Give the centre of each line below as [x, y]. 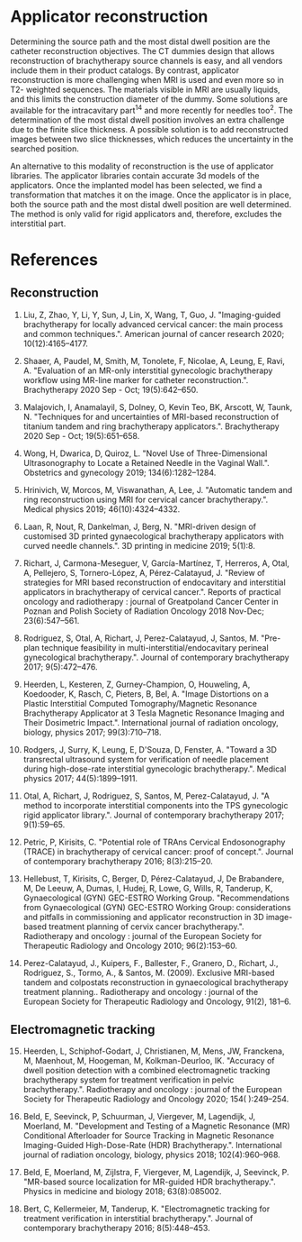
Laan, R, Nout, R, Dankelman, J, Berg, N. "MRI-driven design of [140, 526]
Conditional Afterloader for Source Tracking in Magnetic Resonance [149, 1136]
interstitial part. [38, 224]
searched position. [44, 148]
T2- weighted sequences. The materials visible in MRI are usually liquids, [146, 89]
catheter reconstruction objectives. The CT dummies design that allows [142, 50]
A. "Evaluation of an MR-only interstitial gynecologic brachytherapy [148, 370]
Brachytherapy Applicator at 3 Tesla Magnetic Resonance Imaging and [154, 713]
